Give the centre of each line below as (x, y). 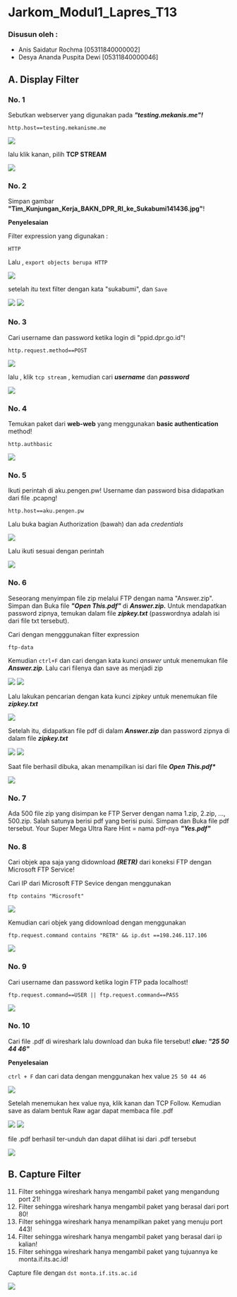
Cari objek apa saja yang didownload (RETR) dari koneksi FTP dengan (110, 862)
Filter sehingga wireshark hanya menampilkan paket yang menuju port (120, 1221)
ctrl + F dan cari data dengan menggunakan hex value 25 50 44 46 (107, 1076)
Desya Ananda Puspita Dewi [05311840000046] (88, 57)
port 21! (29, 1199)
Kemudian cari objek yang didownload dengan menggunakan (97, 922)
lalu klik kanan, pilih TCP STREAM (57, 154)
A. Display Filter (44, 80)
